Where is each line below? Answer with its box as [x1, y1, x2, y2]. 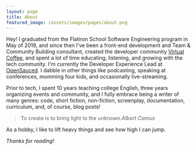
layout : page [6, 8, 38, 15]
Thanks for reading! [6, 138, 55, 145]
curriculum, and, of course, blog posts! [6, 104, 101, 111]
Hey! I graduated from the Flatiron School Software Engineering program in [6, 36, 188, 43]
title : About [6, 14, 38, 20]
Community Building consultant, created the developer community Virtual [6, 48, 184, 55]
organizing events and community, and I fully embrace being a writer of [6, 91, 180, 98]
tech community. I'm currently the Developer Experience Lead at [6, 61, 163, 68]
